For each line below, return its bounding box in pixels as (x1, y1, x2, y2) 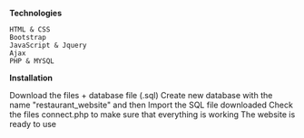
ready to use (9, 119, 57, 129)
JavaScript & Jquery (9, 41, 88, 50)
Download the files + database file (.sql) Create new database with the (9, 90, 273, 100)
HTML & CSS (9, 25, 51, 34)
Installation (9, 72, 53, 83)
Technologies (9, 8, 63, 18)
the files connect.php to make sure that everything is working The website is (9, 109, 296, 120)
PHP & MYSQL (9, 57, 54, 66)
